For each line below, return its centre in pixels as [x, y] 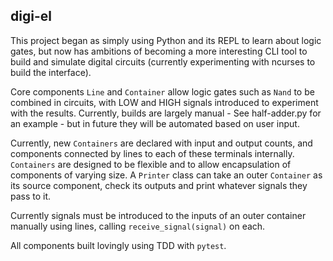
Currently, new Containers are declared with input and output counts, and [161, 143]
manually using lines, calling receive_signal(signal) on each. [138, 226]
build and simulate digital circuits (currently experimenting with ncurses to [163, 61]
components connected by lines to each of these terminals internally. [152, 153]
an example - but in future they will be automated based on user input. [155, 123]
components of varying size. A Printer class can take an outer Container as [166, 175]
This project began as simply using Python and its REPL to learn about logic [166, 40]
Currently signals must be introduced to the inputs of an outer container [158, 215]
